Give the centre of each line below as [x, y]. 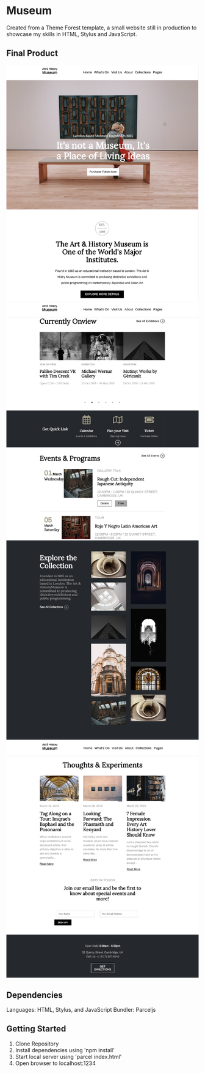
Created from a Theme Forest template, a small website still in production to [102, 28]
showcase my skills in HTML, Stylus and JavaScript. [72, 34]
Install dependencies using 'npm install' [65, 1050]
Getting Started [36, 1029]
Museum [29, 11]
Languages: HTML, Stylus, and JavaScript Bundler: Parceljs [81, 1010]
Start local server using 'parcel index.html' [68, 1056]
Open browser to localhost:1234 [55, 1063]
